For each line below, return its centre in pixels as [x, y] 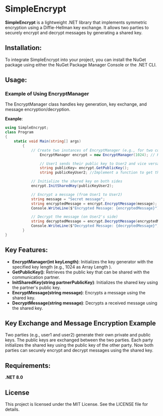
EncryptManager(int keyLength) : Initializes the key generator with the [83, 262]
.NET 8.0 [14, 377]
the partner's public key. [36, 288]
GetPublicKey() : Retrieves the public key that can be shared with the [81, 272]
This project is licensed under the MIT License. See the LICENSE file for [77, 404]
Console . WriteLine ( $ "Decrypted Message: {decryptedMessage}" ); [96, 226]
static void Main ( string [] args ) [48, 142]
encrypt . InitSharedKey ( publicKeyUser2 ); [72, 186]
